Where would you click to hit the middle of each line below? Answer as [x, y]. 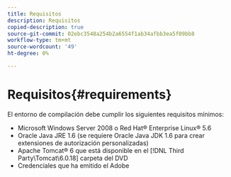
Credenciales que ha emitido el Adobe [73, 165]
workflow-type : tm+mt [39, 40]
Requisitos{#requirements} [90, 95]
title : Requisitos [34, 14]
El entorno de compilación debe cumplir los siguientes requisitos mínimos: [116, 114]
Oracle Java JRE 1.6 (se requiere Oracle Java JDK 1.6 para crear [111, 135]
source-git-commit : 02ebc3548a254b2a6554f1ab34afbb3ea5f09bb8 [101, 34]
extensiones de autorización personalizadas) [83, 143]
